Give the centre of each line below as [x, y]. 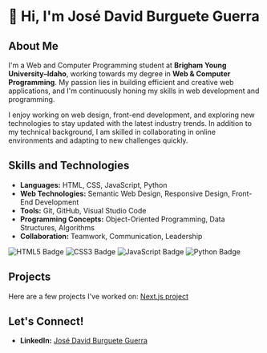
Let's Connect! [46, 321]
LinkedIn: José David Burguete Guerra [84, 341]
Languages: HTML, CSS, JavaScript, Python [93, 185]
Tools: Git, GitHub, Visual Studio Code [83, 210]
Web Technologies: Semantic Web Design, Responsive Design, [125, 193]
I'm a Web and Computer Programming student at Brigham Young [117, 65]
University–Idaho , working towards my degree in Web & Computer [119, 74]
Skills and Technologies [69, 166]
